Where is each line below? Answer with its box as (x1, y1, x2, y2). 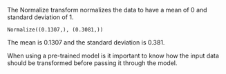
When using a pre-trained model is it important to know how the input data (7, 51, 220, 60)
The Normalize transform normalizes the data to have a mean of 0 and (7, 6, 207, 14)
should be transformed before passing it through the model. (7, 59, 178, 67)
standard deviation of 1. (7, 13, 74, 21)
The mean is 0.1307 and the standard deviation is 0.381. (7, 38, 165, 47)
